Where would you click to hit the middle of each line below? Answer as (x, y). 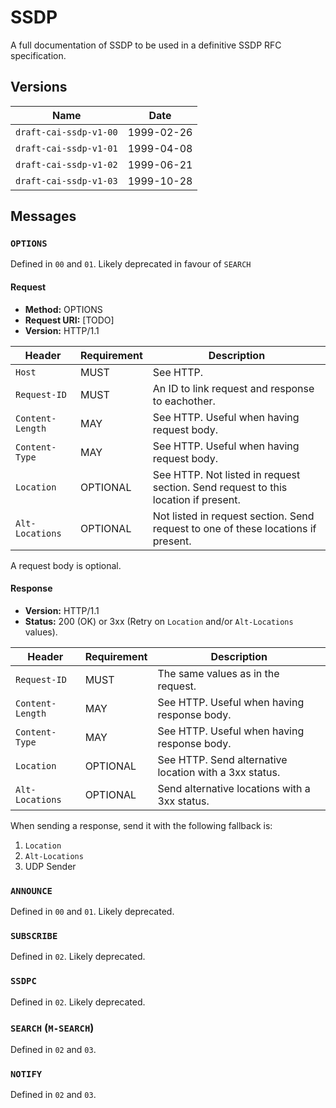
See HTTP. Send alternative (222, 759)
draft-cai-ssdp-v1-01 (66, 148)
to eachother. (184, 401)
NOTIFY (26, 1074)
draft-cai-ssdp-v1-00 (66, 132)
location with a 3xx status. (219, 772)
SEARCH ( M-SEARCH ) (52, 1028)
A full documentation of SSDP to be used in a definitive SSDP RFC (146, 45)
